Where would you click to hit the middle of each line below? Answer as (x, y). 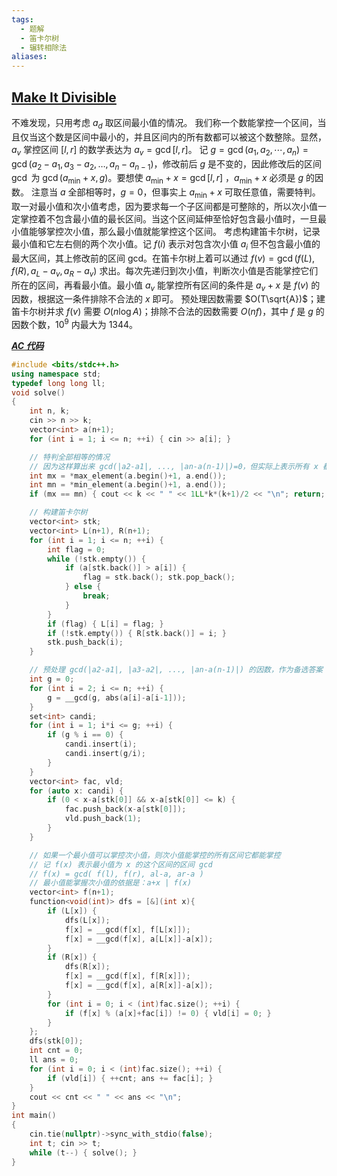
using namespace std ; (56, 374)
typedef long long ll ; (58, 383)
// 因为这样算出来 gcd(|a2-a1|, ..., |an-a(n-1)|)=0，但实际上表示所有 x (174, 466)
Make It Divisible (64, 97)
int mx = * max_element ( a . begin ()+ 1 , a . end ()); (128, 476)
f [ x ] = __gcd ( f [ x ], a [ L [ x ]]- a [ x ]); (139, 939)
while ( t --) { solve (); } (83, 1152)
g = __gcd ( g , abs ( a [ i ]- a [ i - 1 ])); (117, 697)
